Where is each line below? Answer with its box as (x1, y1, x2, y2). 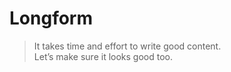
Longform (9, 7, 93, 30)
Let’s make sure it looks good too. (33, 50, 174, 62)
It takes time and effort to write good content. (33, 40, 222, 52)
